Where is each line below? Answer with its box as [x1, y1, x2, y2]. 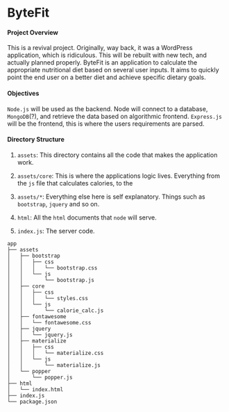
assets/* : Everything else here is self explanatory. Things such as [17, 192, 206, 201]
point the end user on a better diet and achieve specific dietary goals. [7, 73, 206, 81]
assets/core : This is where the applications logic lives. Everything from [17, 172, 221, 180]
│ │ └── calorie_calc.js [7, 307, 104, 314]
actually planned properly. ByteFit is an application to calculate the [7, 58, 198, 67]
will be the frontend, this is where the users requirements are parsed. [7, 120, 205, 128]
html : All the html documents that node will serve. [17, 213, 158, 222]
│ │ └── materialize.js [7, 361, 101, 369]
